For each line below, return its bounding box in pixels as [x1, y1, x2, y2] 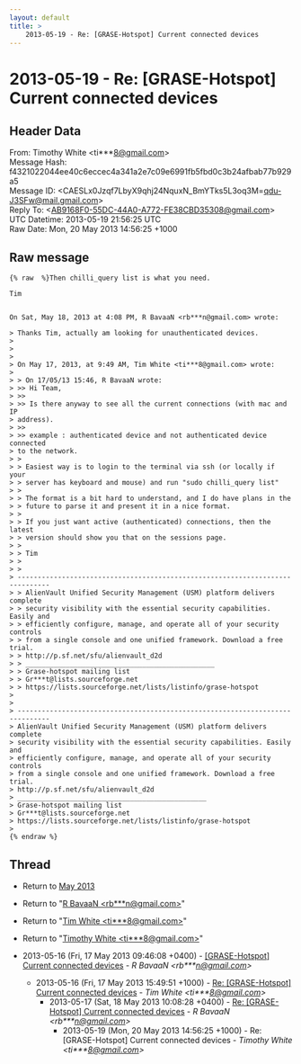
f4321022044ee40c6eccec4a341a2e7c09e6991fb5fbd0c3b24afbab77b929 [9, 166, 292, 177]
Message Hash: [9, 156, 67, 167]
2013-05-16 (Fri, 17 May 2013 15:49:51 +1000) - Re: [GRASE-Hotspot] [35, 978, 292, 988]
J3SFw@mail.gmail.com [9, 195, 99, 206]
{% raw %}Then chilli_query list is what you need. [9, 273, 211, 283]
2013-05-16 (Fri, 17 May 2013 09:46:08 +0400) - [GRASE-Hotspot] [22, 951, 270, 961]
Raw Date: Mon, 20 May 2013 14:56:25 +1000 [9, 224, 178, 235]
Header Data [9, 123, 82, 139]
